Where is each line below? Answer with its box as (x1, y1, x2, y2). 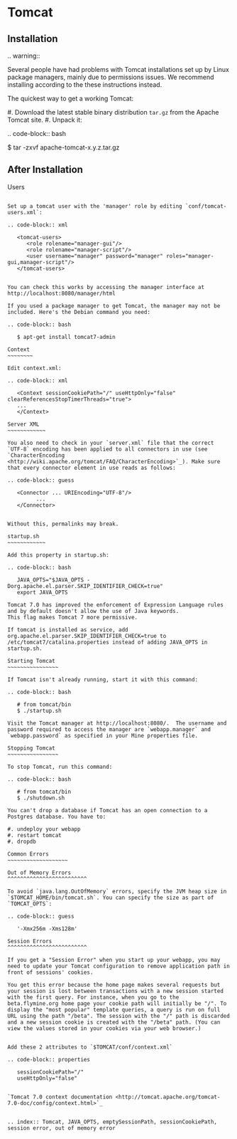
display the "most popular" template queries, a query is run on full (7, 1006, 221, 1013)
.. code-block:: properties (7, 1056, 91, 1063)
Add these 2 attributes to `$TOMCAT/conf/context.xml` (7, 1044, 173, 1051)
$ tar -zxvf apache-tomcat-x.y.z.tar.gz (7, 143, 120, 152)
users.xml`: (7, 209, 43, 216)
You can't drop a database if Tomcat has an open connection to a (7, 807, 208, 814)
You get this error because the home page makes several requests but (7, 981, 221, 988)
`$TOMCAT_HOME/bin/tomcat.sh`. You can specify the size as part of (7, 894, 214, 901)
